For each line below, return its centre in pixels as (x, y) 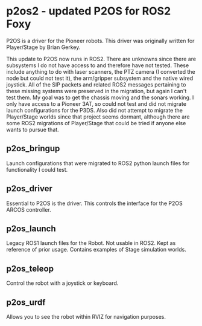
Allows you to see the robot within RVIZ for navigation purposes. (86, 317)
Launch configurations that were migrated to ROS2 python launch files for (98, 163)
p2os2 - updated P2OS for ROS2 (89, 11)
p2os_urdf (26, 302)
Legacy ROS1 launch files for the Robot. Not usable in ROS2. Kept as (91, 243)
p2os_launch (31, 228)
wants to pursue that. (33, 129)
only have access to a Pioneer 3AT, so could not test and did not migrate (96, 103)
